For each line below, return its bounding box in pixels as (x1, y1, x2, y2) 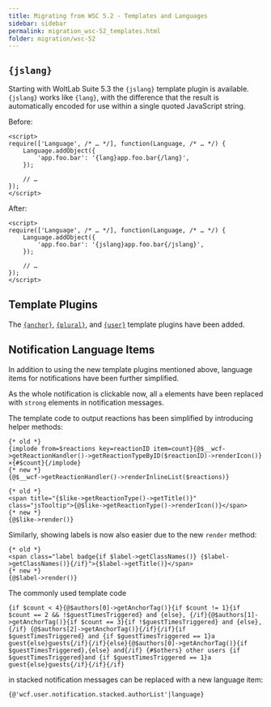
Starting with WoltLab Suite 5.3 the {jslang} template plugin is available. (8, 84, 249, 94)
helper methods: (8, 422, 63, 431)
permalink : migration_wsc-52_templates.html (8, 27, 161, 35)
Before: (8, 117, 33, 126)
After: (8, 204, 28, 213)
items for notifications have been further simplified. (8, 373, 180, 383)
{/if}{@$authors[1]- (188, 611, 259, 619)
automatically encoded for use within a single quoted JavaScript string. (8, 101, 246, 111)
